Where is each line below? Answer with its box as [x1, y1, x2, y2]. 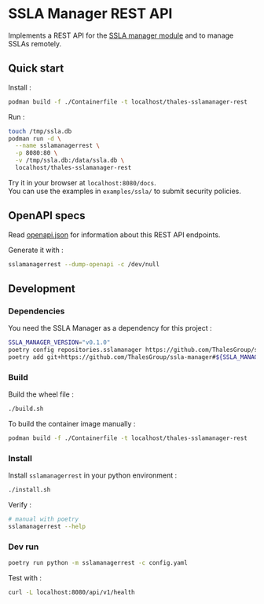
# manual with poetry [8, 515, 79, 523]
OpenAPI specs [8, 209, 86, 222]
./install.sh [8, 486, 51, 494]
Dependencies [8, 306, 65, 317]
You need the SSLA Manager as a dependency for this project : [8, 324, 212, 333]
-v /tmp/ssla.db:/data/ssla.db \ [15, 156, 125, 165]
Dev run [8, 541, 39, 552]
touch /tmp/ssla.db [8, 127, 72, 135]
